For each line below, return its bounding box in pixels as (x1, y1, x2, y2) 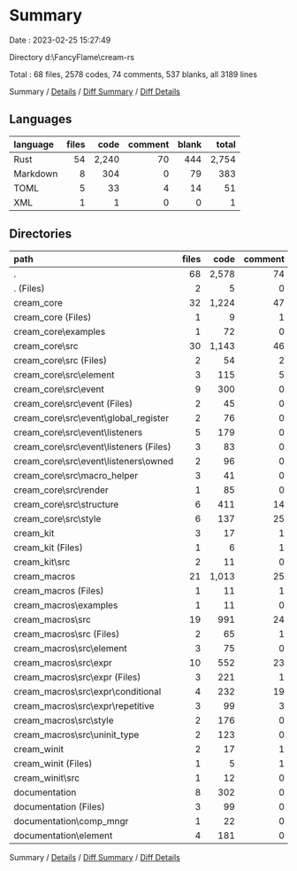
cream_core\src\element (13, 369, 115, 381)
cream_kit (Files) (13, 541, 83, 554)
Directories (9, 227, 72, 242)
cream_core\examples (13, 325, 106, 338)
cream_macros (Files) (13, 584, 104, 596)
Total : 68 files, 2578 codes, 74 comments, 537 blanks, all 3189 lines (9, 68, 258, 80)
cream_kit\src (13, 556, 71, 568)
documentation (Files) (13, 800, 106, 813)
